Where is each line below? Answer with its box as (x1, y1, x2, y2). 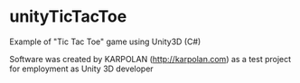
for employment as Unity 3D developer (9, 63, 154, 74)
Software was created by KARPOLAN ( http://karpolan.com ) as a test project (9, 53, 292, 64)
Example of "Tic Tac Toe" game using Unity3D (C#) (9, 36, 202, 47)
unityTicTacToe (9, 6, 127, 27)
